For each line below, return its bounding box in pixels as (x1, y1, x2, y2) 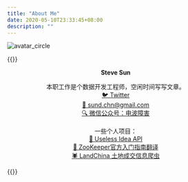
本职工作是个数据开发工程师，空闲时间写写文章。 (46, 83, 185, 91)
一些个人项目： (94, 127, 137, 135)
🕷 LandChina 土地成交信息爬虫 (71, 152, 160, 160)
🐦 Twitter (101, 91, 130, 99)
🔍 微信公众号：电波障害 (81, 109, 150, 117)
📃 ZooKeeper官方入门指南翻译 (73, 143, 158, 152)
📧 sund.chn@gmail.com (82, 101, 149, 109)
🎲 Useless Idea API (88, 135, 143, 143)
